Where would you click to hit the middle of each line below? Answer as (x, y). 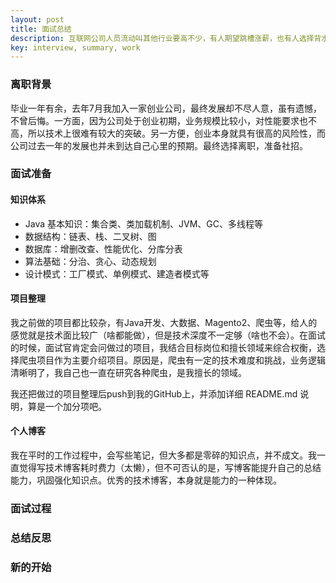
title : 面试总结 (41, 29)
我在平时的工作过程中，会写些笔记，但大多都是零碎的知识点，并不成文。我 (163, 455)
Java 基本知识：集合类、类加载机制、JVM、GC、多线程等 (144, 223)
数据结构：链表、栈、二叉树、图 (90, 236)
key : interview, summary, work (75, 47)
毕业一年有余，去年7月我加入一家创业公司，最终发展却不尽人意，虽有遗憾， (166, 108)
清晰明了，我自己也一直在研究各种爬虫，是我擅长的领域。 (128, 372)
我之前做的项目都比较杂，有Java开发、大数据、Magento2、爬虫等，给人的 (164, 322)
